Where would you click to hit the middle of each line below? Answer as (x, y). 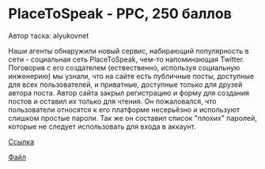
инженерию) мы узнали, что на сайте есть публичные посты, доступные (131, 76)
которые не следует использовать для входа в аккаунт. (102, 126)
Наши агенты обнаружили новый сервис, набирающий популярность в (129, 51)
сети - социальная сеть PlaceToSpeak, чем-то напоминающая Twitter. (127, 59)
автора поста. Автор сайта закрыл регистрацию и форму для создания (129, 92)
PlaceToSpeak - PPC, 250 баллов (120, 14)
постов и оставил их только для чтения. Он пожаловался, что (112, 101)
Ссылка (21, 141)
